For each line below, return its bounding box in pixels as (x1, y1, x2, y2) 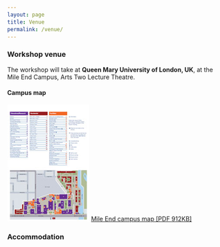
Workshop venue (7, 49, 66, 59)
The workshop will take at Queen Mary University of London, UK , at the (7, 65, 213, 74)
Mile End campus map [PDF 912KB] (91, 214, 192, 223)
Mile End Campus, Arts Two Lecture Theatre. (7, 73, 136, 81)
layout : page (7, 11, 45, 18)
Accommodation (7, 232, 64, 241)
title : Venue (7, 18, 45, 26)
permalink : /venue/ (7, 26, 64, 33)
